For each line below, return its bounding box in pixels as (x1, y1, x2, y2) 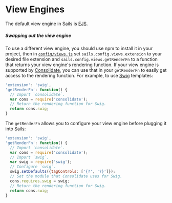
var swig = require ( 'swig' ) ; (10, 159, 72, 165)
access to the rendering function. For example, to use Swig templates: (5, 72, 154, 78)
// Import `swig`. (10, 155, 50, 160)
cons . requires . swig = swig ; (10, 178, 70, 184)
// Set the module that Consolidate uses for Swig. (10, 174, 123, 179)
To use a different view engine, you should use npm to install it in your (5, 45, 153, 51)
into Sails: (5, 126, 26, 132)
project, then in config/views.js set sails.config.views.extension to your (5, 50, 162, 57)
